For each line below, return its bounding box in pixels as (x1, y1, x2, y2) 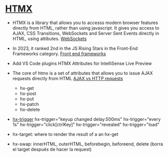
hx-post (20, 90, 37, 96)
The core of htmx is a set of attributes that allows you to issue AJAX (12, 70, 153, 76)
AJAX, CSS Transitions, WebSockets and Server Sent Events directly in (12, 30, 159, 36)
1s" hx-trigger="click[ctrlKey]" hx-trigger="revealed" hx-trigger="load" (12, 121, 159, 127)
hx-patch (20, 101, 39, 107)
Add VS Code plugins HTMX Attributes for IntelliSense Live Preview (12, 60, 152, 66)
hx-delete (20, 106, 40, 112)
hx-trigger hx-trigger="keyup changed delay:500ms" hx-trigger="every (12, 116, 161, 122)
